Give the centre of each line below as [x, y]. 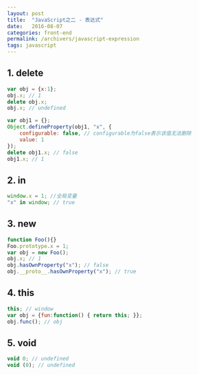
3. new [22, 224]
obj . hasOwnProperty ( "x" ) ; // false [58, 265]
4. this [21, 293]
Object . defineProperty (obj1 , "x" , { [59, 127]
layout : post [26, 13]
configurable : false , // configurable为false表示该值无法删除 [106, 134]
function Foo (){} [32, 240]
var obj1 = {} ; [29, 121]
